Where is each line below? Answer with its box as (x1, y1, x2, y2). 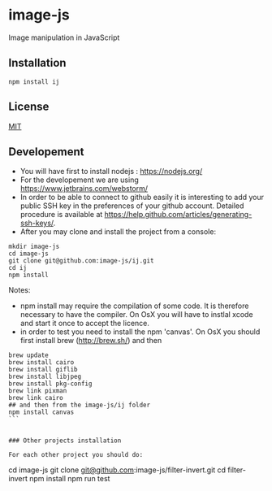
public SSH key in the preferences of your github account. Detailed (19, 201, 244, 211)
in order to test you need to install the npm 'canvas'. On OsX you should (19, 327, 261, 337)
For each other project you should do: (8, 451, 144, 459)
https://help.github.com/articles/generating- (104, 210, 253, 219)
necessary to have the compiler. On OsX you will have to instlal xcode (19, 310, 253, 319)
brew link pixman (8, 387, 67, 395)
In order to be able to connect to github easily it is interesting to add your (19, 193, 265, 202)
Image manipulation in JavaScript (8, 33, 120, 42)
